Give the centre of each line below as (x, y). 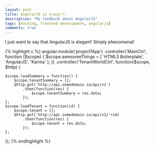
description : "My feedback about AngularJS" (51, 19)
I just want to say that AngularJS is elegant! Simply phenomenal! (70, 42)
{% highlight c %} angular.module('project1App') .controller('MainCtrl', (76, 52)
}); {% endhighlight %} (28, 141)
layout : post (18, 10)
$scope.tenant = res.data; (59, 123)
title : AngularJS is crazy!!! (36, 14)
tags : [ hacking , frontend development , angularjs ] (58, 23)
